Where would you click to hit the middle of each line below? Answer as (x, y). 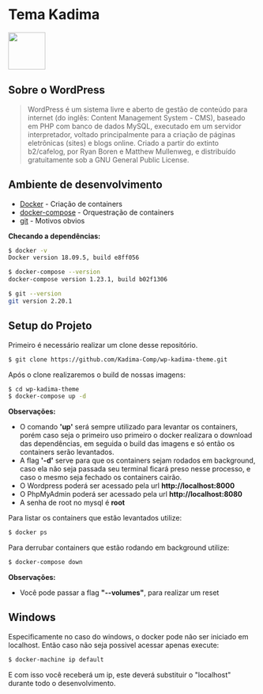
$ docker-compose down (45, 562)
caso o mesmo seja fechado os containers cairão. (101, 478)
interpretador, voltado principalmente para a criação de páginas (131, 134)
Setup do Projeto (50, 326)
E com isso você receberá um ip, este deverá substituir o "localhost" (120, 674)
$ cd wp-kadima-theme (44, 389)
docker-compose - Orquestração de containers (97, 212)
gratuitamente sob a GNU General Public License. (108, 159)
